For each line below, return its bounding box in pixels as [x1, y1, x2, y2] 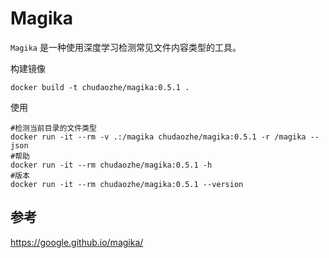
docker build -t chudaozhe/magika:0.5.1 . [10, 82, 190, 92]
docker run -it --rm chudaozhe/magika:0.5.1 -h [10, 160, 213, 170]
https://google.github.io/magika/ [10, 236, 144, 248]
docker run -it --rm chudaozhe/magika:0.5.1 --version [10, 179, 244, 189]
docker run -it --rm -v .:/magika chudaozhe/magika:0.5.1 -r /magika [10, 132, 307, 142]
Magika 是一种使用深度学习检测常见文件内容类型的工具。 [10, 41, 242, 53]
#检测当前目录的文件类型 [10, 123, 97, 133]
